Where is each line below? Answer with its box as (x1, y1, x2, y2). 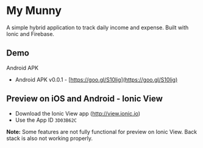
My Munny (6, 4, 62, 18)
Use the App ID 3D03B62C (15, 116, 77, 124)
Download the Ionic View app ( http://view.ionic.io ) (15, 110, 141, 117)
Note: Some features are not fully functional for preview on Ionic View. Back (6, 128, 197, 135)
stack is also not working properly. (6, 135, 93, 142)
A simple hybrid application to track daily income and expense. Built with (6, 24, 189, 31)
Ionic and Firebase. (6, 30, 55, 37)
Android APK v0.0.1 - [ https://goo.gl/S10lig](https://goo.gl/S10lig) (15, 76, 178, 83)
